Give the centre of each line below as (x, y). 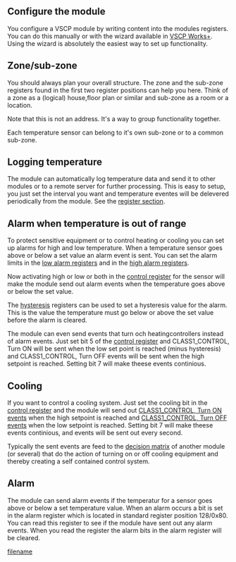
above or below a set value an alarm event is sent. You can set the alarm (112, 256)
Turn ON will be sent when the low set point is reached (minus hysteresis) (114, 349)
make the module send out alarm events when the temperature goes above (116, 284)
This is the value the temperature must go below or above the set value (111, 313)
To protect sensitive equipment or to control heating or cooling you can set (116, 241)
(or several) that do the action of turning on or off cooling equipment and (113, 454)
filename (20, 551)
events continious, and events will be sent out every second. (95, 433)
